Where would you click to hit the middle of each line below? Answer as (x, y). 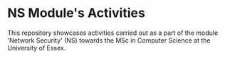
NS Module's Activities (77, 13)
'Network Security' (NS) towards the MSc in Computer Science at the (109, 40)
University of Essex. (37, 48)
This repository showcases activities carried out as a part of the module (113, 33)
